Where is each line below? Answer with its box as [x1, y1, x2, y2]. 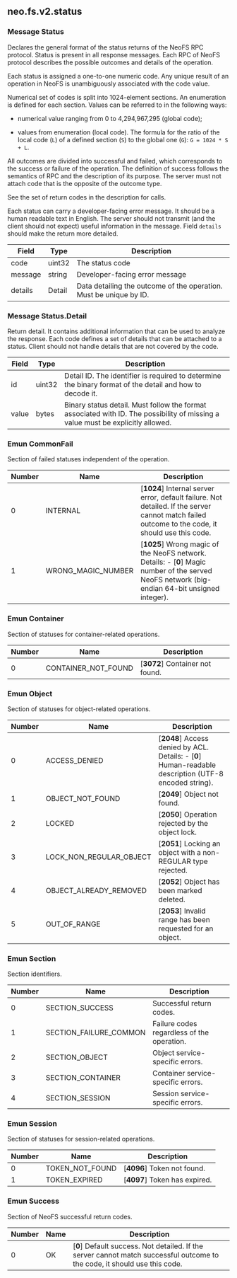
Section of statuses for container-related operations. [7, 630, 160, 638]
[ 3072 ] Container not [140, 658, 212, 668]
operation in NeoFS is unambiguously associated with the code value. [7, 79, 210, 88]
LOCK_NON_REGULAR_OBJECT [45, 852, 152, 862]
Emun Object [7, 689, 53, 698]
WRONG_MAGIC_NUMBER [45, 566, 134, 576]
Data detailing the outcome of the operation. [76, 281, 224, 291]
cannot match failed [140, 510, 207, 520]
